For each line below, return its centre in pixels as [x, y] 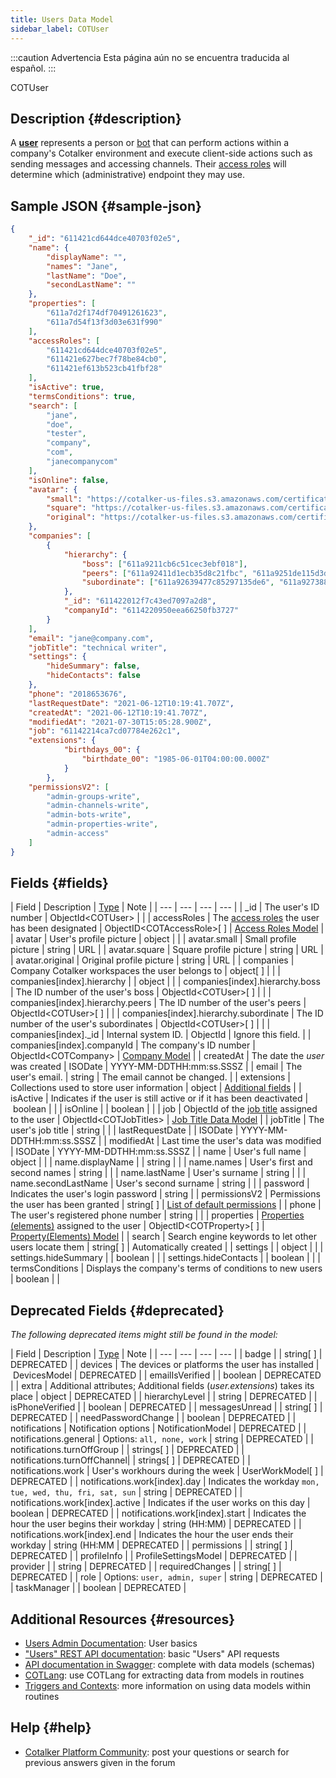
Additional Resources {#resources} [123, 1619]
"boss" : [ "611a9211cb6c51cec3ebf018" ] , [164, 564]
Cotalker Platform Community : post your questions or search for [157, 1752]
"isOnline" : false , [69, 480]
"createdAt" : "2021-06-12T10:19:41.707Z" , [118, 712]
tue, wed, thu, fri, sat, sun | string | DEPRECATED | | [126, 1492]
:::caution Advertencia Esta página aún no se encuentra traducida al [150, 57]
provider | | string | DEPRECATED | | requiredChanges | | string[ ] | [146, 1567]
